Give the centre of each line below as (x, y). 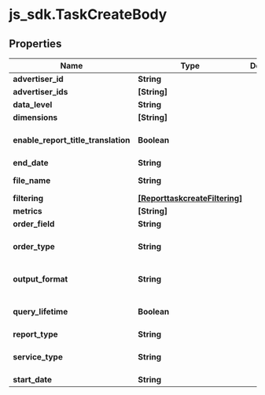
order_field (34, 224)
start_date (33, 380)
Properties (35, 44)
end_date (31, 163)
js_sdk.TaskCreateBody (88, 15)
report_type (35, 334)
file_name (32, 181)
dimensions (35, 117)
